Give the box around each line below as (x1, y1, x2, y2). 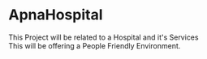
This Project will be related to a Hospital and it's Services (8, 32, 199, 42)
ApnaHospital (8, 6, 103, 24)
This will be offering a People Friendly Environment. (8, 40, 181, 50)
